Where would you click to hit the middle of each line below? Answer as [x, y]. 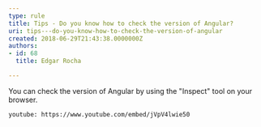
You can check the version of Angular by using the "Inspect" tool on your [130, 91]
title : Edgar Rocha [49, 61]
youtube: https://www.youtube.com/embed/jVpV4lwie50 [99, 114]
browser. [23, 99]
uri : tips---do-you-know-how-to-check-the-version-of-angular [116, 31]
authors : [23, 46]
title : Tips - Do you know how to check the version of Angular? [121, 23]
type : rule [27, 16]
